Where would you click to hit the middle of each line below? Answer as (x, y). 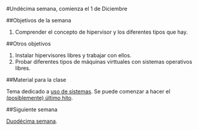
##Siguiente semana (32, 110)
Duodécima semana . (32, 121)
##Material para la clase (36, 80)
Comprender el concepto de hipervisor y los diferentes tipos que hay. (101, 32)
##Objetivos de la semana (39, 20)
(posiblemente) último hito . (40, 98)
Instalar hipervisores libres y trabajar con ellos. (73, 55)
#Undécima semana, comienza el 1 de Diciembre (67, 9)
